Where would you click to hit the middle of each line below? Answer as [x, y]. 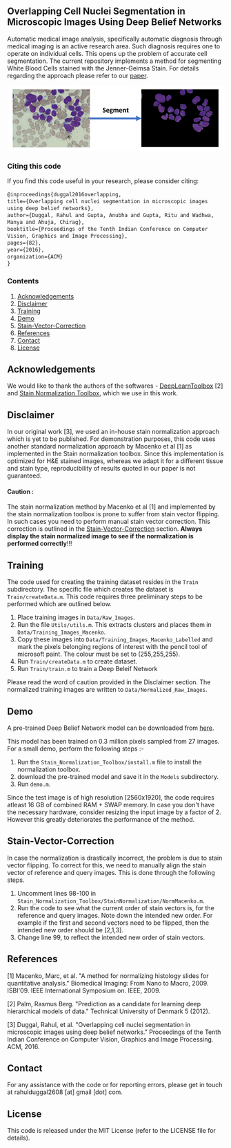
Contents [23, 281]
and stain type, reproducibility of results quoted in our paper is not [101, 469]
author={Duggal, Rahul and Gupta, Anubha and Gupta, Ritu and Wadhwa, [111, 216]
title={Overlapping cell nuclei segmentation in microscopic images [108, 202]
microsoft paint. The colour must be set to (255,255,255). [99, 654]
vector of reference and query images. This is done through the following [111, 872]
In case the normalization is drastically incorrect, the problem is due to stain [115, 858]
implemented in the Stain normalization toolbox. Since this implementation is [115, 454]
